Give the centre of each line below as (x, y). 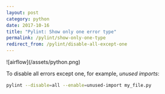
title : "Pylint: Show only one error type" (61, 32)
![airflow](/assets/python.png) (43, 62)
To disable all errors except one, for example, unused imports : (83, 74)
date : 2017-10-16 (28, 25)
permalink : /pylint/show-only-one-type (56, 38)
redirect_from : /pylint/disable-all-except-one (67, 44)
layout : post (22, 13)
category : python (28, 19)
